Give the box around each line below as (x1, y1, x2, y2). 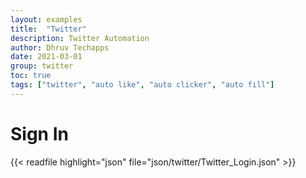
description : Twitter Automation (10, 33, 150, 43)
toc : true (10, 71, 52, 81)
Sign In (10, 122, 69, 145)
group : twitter (10, 61, 74, 71)
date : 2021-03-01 (10, 52, 83, 62)
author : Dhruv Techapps (10, 42, 110, 53)
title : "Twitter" (10, 24, 87, 34)
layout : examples (10, 14, 83, 25)
